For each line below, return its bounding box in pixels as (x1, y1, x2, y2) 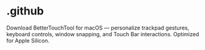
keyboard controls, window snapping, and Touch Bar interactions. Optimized (6, 30, 199, 37)
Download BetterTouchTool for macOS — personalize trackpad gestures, (6, 24, 190, 31)
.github (6, 4, 44, 18)
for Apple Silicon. (6, 37, 50, 44)
